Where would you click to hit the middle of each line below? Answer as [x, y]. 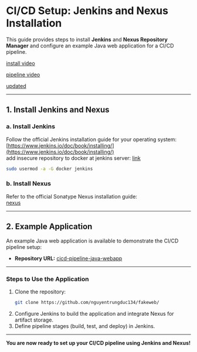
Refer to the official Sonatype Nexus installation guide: [72, 196]
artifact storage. [34, 320]
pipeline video [23, 74]
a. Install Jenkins [31, 127]
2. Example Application [49, 227]
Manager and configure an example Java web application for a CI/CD [90, 46]
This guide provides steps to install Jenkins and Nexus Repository [87, 39]
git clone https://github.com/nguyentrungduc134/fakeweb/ [87, 302]
